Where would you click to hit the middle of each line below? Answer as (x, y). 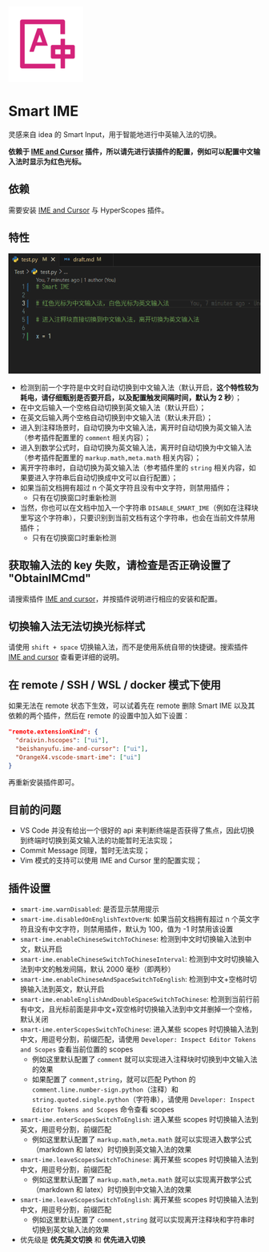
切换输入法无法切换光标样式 (77, 626)
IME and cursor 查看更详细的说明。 (66, 657)
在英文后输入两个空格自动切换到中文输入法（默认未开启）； (116, 417)
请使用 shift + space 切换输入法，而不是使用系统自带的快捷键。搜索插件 (128, 647)
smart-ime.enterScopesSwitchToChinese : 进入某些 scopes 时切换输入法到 (139, 1029)
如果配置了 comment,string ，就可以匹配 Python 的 (114, 1080)
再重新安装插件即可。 (43, 782)
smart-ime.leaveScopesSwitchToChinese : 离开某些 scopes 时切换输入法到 (139, 1160)
